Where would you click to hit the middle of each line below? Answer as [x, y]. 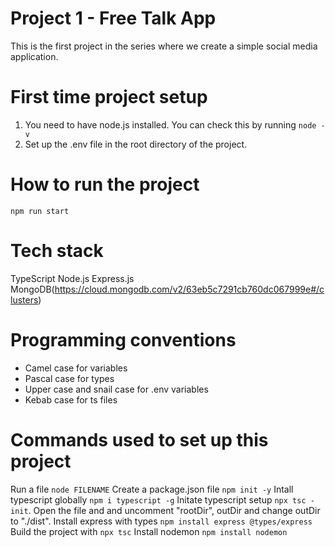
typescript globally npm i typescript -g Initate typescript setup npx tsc [158, 499]
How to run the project [105, 184]
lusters [24, 299]
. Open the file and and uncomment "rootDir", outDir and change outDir [174, 510]
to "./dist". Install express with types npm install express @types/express [161, 521]
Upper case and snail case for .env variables [116, 389]
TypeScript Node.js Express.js [72, 278]
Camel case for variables [76, 368]
